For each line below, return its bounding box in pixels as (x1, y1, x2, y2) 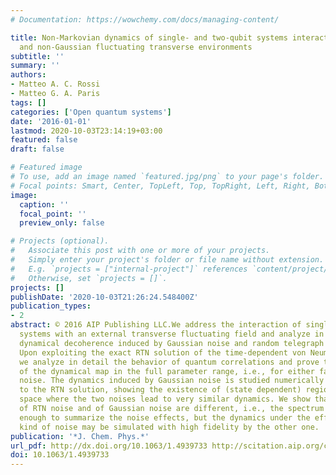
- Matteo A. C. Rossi (10, 79, 101, 90)
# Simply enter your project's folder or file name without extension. (10, 255, 325, 265)
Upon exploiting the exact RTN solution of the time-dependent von (19, 347, 307, 358)
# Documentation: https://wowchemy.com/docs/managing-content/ (10, 14, 280, 25)
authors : (10, 70, 47, 80)
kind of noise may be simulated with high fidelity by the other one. (19, 422, 320, 432)
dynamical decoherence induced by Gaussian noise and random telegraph (19, 338, 325, 348)
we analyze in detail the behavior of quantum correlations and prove (19, 357, 320, 367)
